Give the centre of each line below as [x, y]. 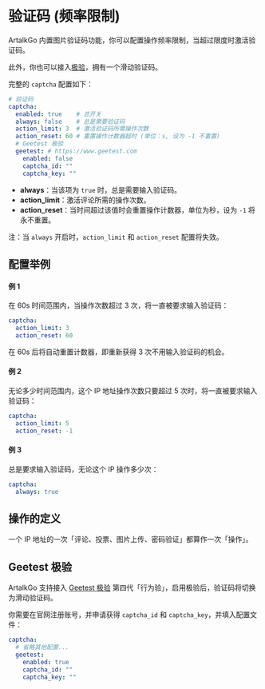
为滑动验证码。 [33, 598]
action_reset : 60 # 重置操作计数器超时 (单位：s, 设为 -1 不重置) [118, 137]
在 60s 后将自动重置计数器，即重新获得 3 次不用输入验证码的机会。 [119, 352]
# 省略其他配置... [42, 647]
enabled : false [48, 158]
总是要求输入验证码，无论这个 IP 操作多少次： [83, 469]
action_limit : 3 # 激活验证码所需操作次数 [82, 129]
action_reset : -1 [44, 431]
